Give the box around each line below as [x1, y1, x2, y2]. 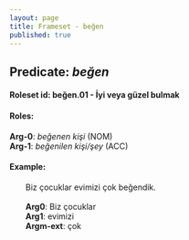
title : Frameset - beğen [9, 22, 104, 31]
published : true [9, 30, 71, 39]
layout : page [9, 13, 59, 23]
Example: [9, 162, 47, 172]
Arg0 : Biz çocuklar [26, 201, 97, 212]
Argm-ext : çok [26, 220, 82, 231]
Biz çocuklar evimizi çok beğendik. [26, 182, 157, 193]
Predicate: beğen [9, 64, 110, 79]
